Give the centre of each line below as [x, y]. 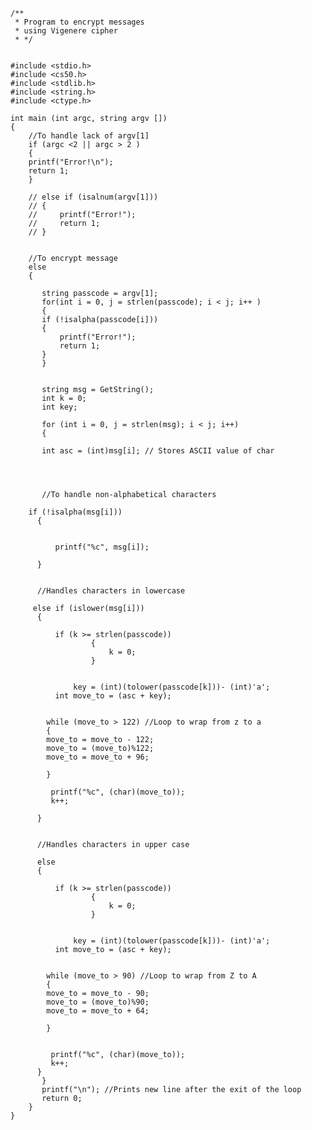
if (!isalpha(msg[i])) [75, 512]
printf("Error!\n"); [71, 162]
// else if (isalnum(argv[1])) [93, 197]
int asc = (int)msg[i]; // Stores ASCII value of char [158, 451]
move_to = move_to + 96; [98, 757]
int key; [59, 407]
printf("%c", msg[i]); [102, 547]
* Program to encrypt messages [79, 22]
